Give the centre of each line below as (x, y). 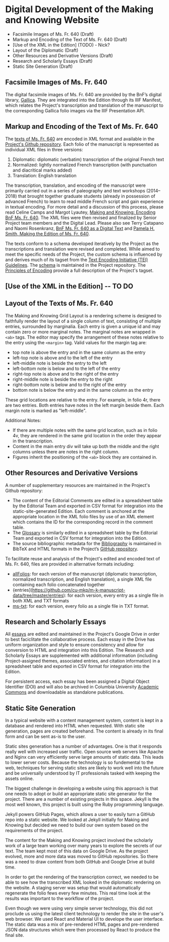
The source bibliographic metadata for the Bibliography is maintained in (87, 543)
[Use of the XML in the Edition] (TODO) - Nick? (61, 45)
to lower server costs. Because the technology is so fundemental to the (79, 762)
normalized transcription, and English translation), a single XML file (82, 579)
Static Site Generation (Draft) (43, 66)
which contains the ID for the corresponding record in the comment (82, 522)
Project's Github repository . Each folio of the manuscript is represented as (82, 144)
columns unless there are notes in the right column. (66, 452)
